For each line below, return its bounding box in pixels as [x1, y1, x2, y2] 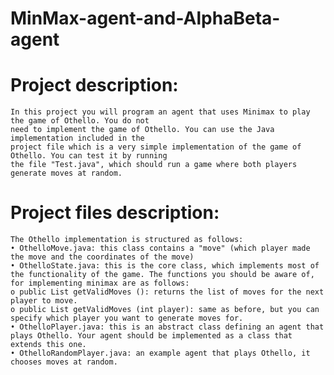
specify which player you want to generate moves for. [10, 313, 244, 324]
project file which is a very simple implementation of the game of [10, 142, 302, 152]
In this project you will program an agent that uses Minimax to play [10, 107, 311, 117]
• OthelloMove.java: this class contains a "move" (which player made [10, 243, 311, 254]
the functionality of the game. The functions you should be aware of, [10, 270, 315, 280]
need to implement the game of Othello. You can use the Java [10, 125, 275, 135]
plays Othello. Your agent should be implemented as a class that [10, 331, 293, 341]
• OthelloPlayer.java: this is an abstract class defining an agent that [10, 322, 325, 332]
